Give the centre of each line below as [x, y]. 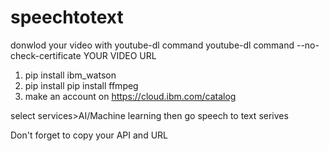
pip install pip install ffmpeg [81, 85]
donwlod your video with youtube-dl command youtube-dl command [152, 45]
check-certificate [46, 55]
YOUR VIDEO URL [120, 55]
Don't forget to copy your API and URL [89, 135]
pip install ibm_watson [70, 75]
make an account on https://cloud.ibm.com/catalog [130, 96]
